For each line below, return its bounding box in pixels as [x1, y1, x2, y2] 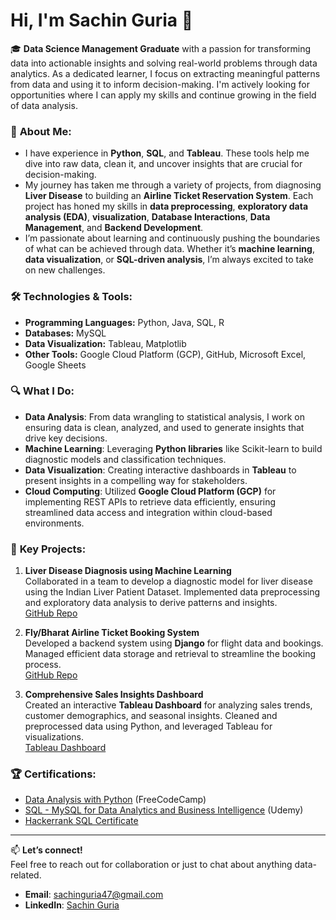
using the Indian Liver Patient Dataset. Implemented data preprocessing [24, 586, 321, 598]
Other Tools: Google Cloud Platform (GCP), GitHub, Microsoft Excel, [24, 348, 307, 360]
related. [10, 869, 42, 881]
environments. [24, 517, 85, 529]
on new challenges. [24, 264, 106, 276]
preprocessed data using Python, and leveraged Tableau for [24, 720, 273, 733]
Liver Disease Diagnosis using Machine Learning [24, 565, 232, 577]
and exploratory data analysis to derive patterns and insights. [24, 597, 278, 609]
